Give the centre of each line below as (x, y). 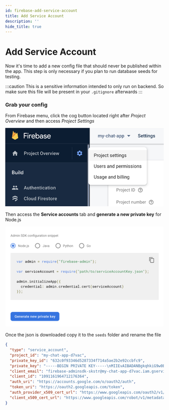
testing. (13, 77)
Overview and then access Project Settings (50, 121)
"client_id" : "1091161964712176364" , (49, 377)
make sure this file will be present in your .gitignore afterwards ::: (74, 92)
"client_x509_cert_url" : (36, 397)
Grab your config (26, 105)
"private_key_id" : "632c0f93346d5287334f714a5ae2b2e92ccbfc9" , (77, 360)
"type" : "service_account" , (39, 350)
